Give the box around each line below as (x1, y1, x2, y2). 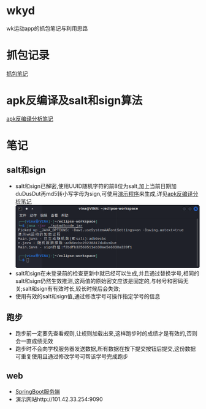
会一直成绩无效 (15, 337, 53, 345)
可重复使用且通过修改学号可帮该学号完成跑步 (15, 353, 129, 360)
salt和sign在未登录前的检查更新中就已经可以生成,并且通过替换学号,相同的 (15, 270, 199, 277)
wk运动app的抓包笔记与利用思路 (6, 24, 88, 32)
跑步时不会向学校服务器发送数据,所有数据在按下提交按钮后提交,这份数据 (15, 345, 196, 352)
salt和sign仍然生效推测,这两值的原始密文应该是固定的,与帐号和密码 (15, 277, 183, 285)
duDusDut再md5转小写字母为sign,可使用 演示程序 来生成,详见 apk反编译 (15, 190, 193, 197)
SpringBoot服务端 (15, 388, 60, 395)
